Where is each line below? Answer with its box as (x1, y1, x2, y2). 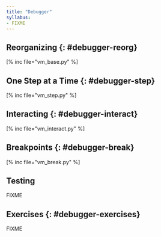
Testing (6, 176, 35, 186)
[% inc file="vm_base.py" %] (6, 58, 78, 66)
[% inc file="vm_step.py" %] (6, 91, 77, 99)
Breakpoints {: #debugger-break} (6, 143, 135, 153)
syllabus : (6, 14, 31, 20)
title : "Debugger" (6, 8, 52, 15)
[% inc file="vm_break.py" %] (6, 158, 80, 165)
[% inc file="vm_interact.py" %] (6, 125, 85, 132)
